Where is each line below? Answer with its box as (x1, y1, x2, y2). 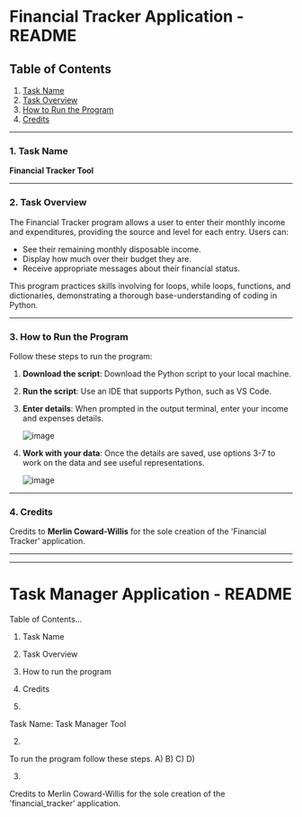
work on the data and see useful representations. (22, 457, 205, 468)
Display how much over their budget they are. (22, 253, 191, 264)
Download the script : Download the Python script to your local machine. (22, 368, 292, 379)
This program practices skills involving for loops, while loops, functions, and (9, 280, 291, 291)
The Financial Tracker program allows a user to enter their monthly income (9, 216, 286, 227)
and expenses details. (22, 413, 104, 423)
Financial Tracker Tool (9, 165, 94, 177)
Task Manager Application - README (9, 584, 292, 604)
